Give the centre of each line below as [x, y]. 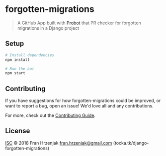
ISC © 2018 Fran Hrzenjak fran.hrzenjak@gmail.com [59, 143]
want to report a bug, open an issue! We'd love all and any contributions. [79, 106]
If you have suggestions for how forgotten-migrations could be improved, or [83, 101]
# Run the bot [20, 69]
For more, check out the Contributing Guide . [50, 115]
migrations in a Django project [48, 28]
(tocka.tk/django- [131, 143]
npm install [17, 60]
